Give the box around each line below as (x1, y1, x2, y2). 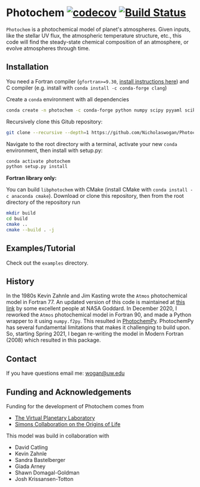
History (6, 276, 35, 286)
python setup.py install (6, 164, 68, 170)
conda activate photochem (6, 158, 70, 164)
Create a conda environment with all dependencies (6, 95, 129, 103)
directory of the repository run (6, 198, 80, 206)
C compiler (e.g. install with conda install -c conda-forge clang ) (6, 84, 167, 91)
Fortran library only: (6, 175, 57, 182)
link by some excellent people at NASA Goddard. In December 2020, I (6, 305, 177, 312)
